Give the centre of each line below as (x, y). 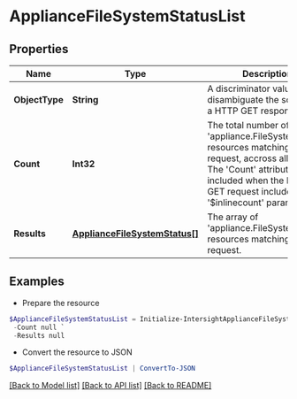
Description (267, 74)
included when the (246, 180)
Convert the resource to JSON (77, 352)
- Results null (39, 335)
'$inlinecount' (236, 203)
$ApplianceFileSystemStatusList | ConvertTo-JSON (103, 369)
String (85, 100)
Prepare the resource (61, 303)
